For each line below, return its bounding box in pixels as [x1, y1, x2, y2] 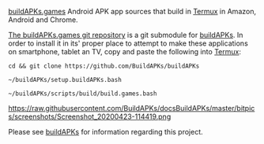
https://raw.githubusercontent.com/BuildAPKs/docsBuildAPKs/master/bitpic [8, 104, 255, 113]
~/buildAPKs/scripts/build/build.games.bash [8, 90, 157, 98]
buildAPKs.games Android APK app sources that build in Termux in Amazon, [8, 7, 257, 16]
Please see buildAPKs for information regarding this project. [8, 127, 203, 136]
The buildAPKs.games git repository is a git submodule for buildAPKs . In [8, 31, 243, 39]
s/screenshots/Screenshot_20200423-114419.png [8, 112, 172, 121]
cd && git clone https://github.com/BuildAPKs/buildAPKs [8, 62, 200, 70]
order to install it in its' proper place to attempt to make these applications [8, 39, 249, 48]
